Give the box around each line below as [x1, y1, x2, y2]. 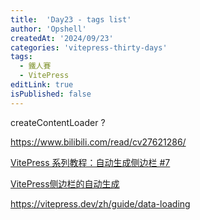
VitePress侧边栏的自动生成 [10, 177, 120, 190]
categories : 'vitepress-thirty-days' [10, 42, 168, 53]
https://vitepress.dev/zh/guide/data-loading [10, 197, 191, 210]
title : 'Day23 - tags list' [10, 14, 132, 25]
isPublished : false [10, 89, 92, 99]
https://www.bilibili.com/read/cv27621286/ [10, 136, 187, 148]
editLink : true [10, 80, 74, 90]
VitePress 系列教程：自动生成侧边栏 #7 [10, 156, 171, 168]
